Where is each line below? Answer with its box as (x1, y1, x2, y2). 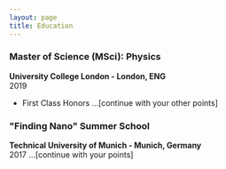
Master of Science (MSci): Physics (9, 51, 161, 63)
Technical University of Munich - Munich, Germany (9, 140, 202, 151)
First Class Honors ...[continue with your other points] (21, 97, 219, 108)
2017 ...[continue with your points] (9, 149, 134, 160)
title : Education (9, 21, 74, 30)
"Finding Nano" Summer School (9, 119, 151, 132)
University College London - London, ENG (9, 70, 167, 81)
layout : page (9, 12, 58, 22)
